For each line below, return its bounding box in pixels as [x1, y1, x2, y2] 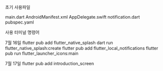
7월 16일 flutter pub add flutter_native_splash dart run [5, 40, 113, 46]
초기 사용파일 [5, 4, 31, 10]
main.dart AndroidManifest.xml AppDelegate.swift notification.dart [5, 14, 140, 20]
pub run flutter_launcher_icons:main [5, 50, 79, 56]
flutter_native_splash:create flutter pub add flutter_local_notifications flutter [5, 46, 159, 51]
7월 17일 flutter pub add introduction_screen [5, 61, 94, 66]
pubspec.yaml [5, 19, 34, 25]
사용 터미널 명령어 [5, 29, 40, 35]
